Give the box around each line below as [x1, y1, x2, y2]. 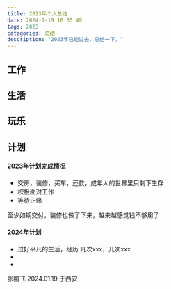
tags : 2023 [7, 23, 39, 30]
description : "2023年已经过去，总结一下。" [7, 36, 124, 43]
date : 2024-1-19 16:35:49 [7, 17, 82, 24]
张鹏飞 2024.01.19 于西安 [7, 274, 78, 283]
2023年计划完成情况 [7, 162, 66, 171]
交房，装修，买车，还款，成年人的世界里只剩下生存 [17, 178, 164, 187]
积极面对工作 [17, 187, 54, 196]
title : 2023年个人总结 [7, 10, 68, 17]
